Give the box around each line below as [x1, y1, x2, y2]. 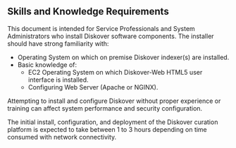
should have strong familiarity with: [7, 39, 109, 48]
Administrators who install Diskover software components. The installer [7, 32, 214, 40]
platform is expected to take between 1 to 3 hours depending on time [7, 125, 208, 133]
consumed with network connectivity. [7, 132, 117, 141]
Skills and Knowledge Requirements [7, 6, 169, 18]
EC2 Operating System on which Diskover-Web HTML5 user [27, 68, 203, 76]
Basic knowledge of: [17, 60, 77, 69]
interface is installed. [27, 75, 89, 84]
